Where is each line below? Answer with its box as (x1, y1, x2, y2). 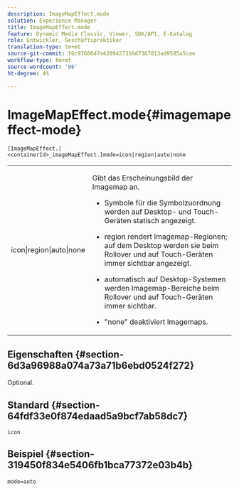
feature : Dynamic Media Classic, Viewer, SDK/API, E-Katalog (7, 30, 193, 38)
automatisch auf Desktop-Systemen (104, 274, 226, 284)
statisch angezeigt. (132, 216, 197, 226)
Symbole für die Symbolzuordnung (104, 198, 221, 208)
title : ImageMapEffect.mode (7, 23, 91, 31)
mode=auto (7, 477, 37, 485)
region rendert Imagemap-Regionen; (104, 232, 228, 242)
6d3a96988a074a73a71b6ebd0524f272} (7, 360, 195, 372)
